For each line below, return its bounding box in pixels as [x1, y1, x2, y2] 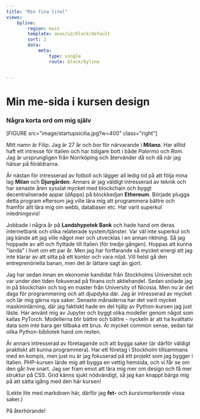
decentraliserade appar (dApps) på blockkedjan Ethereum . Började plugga [6, 190, 190, 198]
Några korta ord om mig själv [6, 116, 92, 124]
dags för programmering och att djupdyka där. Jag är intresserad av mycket [6, 290, 192, 297]
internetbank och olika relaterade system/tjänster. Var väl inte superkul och [6, 227, 190, 235]
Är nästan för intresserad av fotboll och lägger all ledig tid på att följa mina [6, 171, 187, 179]
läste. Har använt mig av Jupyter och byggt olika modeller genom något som [6, 309, 193, 316]
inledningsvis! [6, 209, 40, 217]
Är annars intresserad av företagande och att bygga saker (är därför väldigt [6, 340, 190, 347]
